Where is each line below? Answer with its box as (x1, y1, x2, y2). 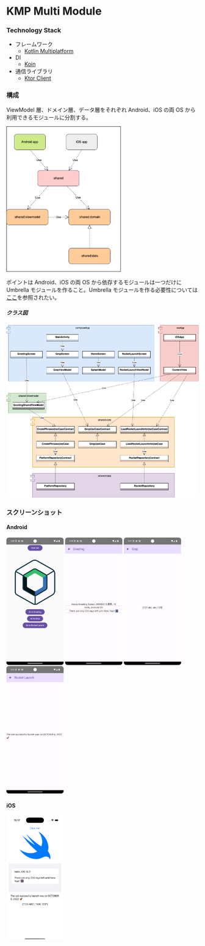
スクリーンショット (6, 508, 63, 516)
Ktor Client (24, 74, 52, 82)
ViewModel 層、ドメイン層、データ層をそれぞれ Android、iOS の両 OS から (6, 106, 196, 114)
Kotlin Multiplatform (24, 48, 74, 55)
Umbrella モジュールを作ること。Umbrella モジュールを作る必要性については (6, 286, 198, 294)
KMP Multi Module (6, 4, 102, 18)
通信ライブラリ (15, 68, 53, 75)
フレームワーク (15, 41, 53, 48)
